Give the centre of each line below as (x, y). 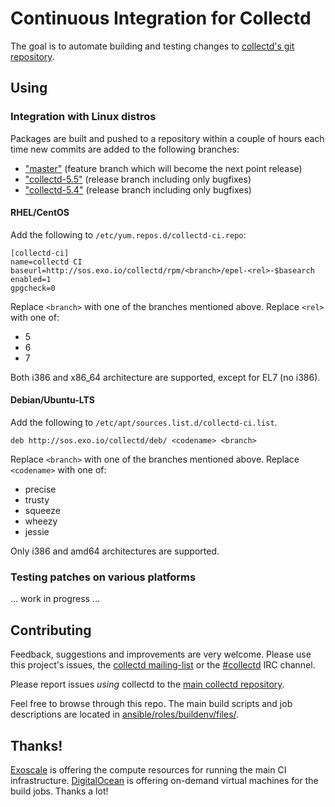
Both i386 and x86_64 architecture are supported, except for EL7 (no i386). (165, 377)
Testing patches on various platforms (103, 577)
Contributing (51, 630)
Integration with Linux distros (83, 117)
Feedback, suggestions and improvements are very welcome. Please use (161, 654)
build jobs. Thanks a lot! (59, 791)
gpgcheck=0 (33, 288)
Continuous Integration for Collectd (161, 18)
